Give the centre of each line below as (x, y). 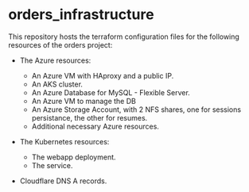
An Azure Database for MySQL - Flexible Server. (111, 92)
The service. (52, 165)
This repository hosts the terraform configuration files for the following (124, 36)
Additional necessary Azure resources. (95, 126)
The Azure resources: (55, 60)
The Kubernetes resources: (64, 141)
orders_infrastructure (81, 15)
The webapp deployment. (74, 157)
